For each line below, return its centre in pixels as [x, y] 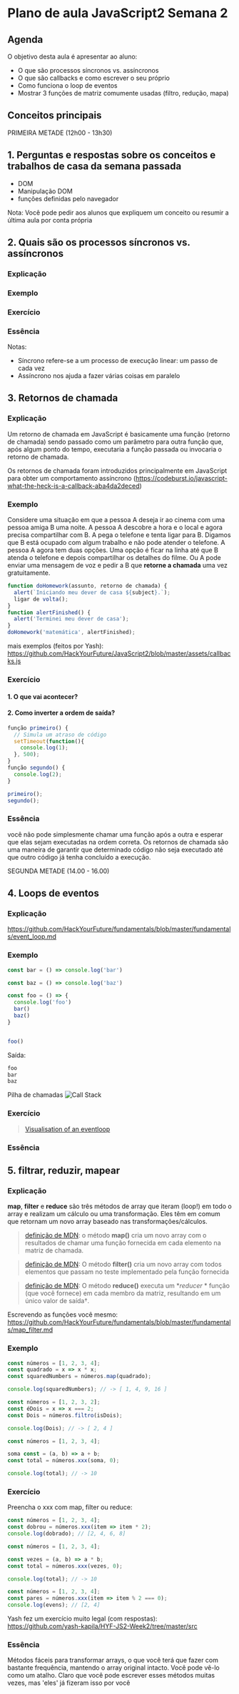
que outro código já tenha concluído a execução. [79, 857]
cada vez [31, 368]
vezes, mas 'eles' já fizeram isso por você [69, 1683]
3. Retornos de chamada [63, 398]
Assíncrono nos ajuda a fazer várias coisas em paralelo [99, 376]
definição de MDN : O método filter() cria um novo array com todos [123, 1265]
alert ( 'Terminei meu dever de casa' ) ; [72, 619]
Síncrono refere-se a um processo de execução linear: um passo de [118, 361]
